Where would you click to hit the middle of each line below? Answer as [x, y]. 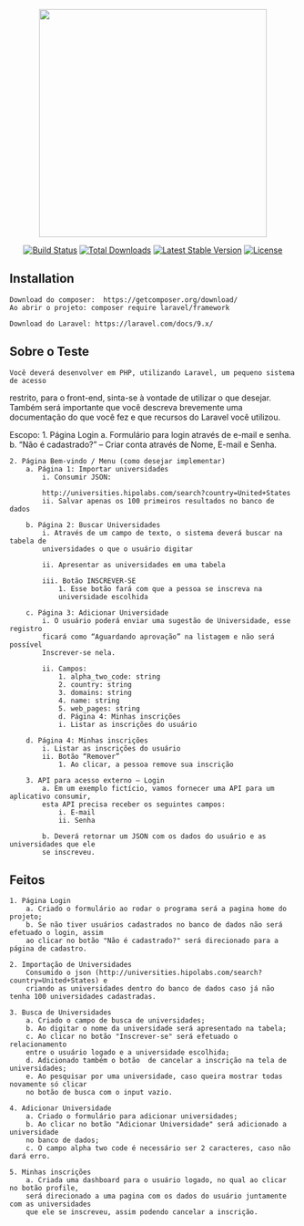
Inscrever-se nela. [79, 652]
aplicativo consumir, [51, 796]
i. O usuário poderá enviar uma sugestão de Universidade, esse [167, 620]
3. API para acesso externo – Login [96, 780]
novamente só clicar [49, 1085]
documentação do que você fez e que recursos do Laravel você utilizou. [145, 417]
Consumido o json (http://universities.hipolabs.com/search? [144, 973]
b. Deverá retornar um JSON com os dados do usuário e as [154, 836]
